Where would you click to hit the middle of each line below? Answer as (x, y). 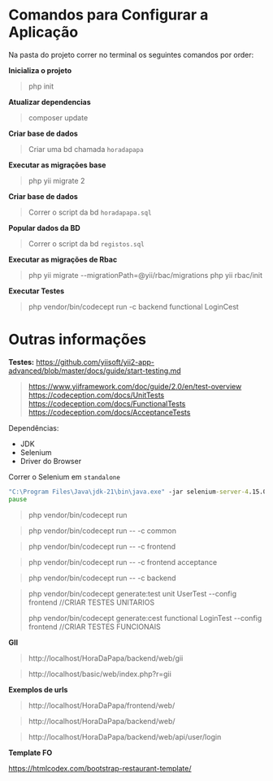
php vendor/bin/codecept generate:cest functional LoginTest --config (145, 618)
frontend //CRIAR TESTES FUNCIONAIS (94, 627)
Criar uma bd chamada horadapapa (86, 149)
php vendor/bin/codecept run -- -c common (102, 531)
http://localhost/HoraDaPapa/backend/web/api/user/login (125, 736)
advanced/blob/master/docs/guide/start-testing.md (95, 371)
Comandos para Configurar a (108, 15)
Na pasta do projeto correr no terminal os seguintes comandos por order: (131, 54)
